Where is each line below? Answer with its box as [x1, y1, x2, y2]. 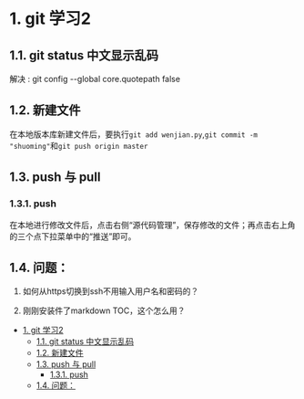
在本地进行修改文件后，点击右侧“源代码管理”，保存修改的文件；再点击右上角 [9, 219, 296, 230]
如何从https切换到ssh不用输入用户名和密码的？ [22, 286, 199, 297]
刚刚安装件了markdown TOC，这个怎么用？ [22, 305, 186, 316]
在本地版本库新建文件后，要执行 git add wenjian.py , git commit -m [9, 129, 258, 140]
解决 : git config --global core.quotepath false [9, 74, 180, 84]
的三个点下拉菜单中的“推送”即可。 [9, 230, 137, 242]
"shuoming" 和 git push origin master [9, 140, 148, 151]
